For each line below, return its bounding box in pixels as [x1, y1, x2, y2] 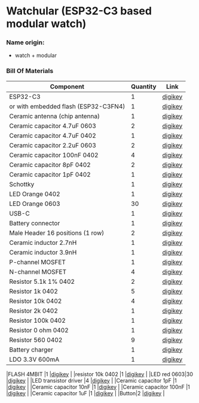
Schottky [9, 180, 35, 188]
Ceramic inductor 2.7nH [9, 238, 77, 247]
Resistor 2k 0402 [9, 307, 59, 315]
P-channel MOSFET [9, 257, 66, 266]
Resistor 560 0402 [9, 335, 63, 344]
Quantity [131, 82, 157, 90]
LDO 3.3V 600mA [9, 355, 60, 363]
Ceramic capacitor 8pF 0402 [9, 160, 91, 169]
